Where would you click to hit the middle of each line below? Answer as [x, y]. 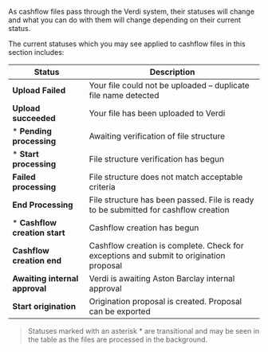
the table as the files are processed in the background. [118, 339]
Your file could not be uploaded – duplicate [169, 85]
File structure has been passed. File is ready [171, 200]
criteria [102, 187]
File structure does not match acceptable [166, 177]
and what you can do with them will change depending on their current [125, 20]
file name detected [124, 95]
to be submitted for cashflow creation [159, 210]
